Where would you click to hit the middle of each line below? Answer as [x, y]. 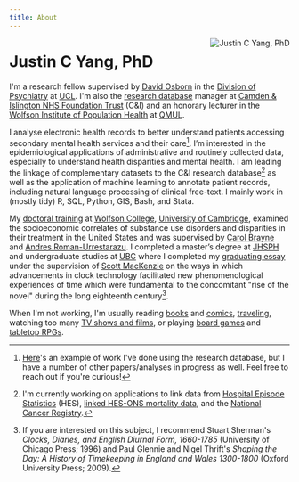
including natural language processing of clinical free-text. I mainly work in [146, 192]
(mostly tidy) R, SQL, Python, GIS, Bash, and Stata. [102, 200]
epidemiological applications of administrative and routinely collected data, [147, 152]
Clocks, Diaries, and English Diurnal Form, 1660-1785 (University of [145, 439]
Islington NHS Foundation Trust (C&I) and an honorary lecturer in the [135, 105]
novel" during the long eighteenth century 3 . [89, 295]
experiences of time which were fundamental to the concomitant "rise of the [149, 284]
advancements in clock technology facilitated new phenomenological [136, 275]
